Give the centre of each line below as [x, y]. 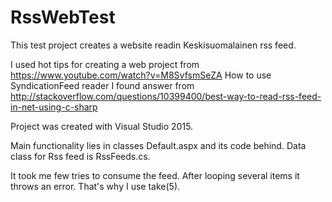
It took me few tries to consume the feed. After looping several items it [155, 175]
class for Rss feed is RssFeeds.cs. [80, 156]
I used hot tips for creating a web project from [105, 64]
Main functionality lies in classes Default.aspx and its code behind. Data [158, 145]
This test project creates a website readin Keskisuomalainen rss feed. [153, 45]
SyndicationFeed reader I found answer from [102, 85]
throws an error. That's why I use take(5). [95, 186]
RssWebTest [63, 17]
